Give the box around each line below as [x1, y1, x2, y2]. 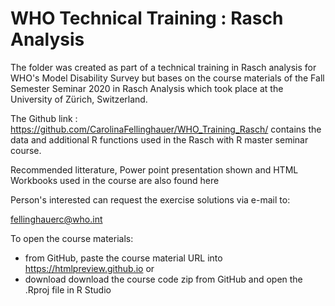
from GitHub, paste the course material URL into [24, 252, 223, 264]
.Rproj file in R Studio [24, 283, 112, 296]
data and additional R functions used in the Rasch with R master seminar [10, 133, 309, 146]
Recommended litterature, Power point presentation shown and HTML [10, 163, 299, 176]
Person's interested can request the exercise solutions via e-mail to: [10, 193, 291, 206]
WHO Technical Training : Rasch [10, 7, 284, 30]
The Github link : [10, 112, 78, 124]
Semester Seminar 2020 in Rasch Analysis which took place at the [10, 82, 284, 94]
